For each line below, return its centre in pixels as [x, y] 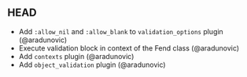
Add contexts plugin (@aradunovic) [76, 56]
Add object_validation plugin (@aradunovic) [92, 65]
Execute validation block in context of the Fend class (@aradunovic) [129, 48]
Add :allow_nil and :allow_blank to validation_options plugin [121, 31]
